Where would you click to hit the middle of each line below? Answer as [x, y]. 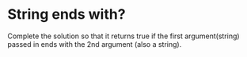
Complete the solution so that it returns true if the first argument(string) [123, 36]
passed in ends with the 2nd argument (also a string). [95, 44]
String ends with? [66, 14]
